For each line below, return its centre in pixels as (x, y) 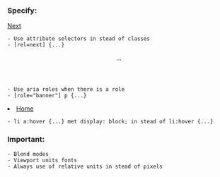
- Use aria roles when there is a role (66, 90)
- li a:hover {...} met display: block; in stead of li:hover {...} (110, 122)
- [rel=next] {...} (36, 45)
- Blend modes (28, 154)
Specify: (22, 11)
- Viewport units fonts (42, 160)
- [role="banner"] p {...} (47, 96)
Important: (26, 140)
